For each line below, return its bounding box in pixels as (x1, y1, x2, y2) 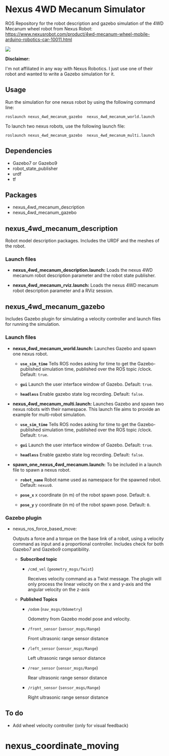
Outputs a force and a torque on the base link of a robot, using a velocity (12, 535, 164, 541)
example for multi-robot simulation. (12, 411, 86, 417)
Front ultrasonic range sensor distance (27, 635, 109, 641)
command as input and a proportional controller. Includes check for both (12, 540, 164, 547)
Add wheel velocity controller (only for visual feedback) (12, 722, 129, 728)
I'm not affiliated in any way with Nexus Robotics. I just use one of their (5, 65, 153, 71)
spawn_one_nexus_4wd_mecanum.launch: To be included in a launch (12, 461, 162, 468)
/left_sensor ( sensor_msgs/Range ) (27, 645, 99, 651)
